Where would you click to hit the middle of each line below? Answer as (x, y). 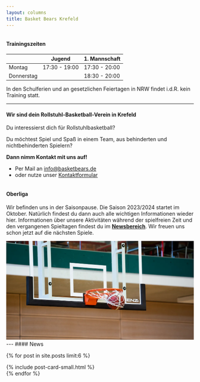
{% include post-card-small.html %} (51, 367)
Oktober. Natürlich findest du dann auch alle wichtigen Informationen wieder (100, 213)
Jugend (61, 59)
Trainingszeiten (26, 44)
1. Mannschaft (102, 59)
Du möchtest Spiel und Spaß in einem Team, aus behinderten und (87, 139)
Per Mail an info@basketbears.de (55, 169)
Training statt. (23, 95)
